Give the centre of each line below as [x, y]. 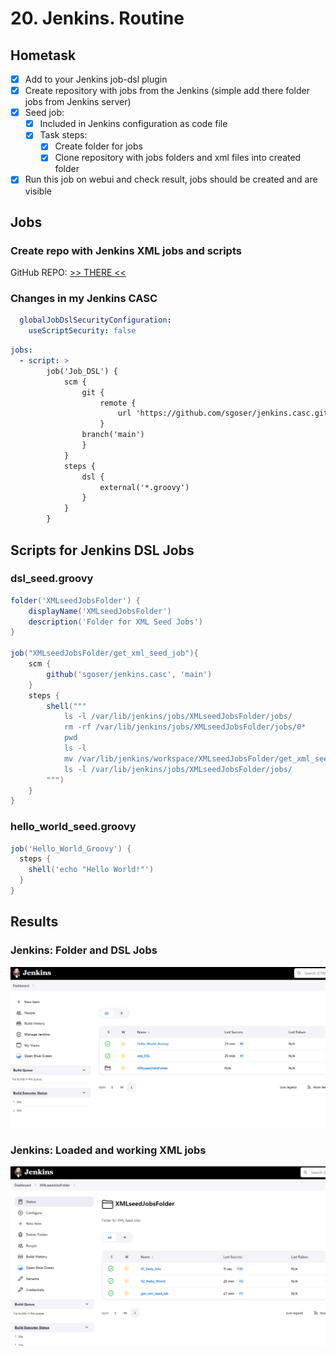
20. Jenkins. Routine [97, 18]
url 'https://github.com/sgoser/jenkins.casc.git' [225, 413]
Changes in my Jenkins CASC [84, 299]
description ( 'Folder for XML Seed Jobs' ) [115, 622]
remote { [118, 403]
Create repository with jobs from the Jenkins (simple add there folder [167, 91]
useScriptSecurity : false [82, 331]
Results [34, 922]
